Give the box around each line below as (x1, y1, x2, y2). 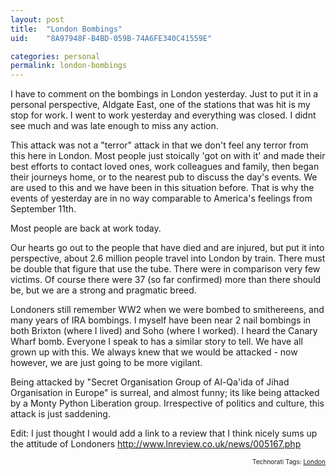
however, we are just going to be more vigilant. (10, 357, 203, 369)
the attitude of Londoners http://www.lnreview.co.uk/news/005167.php (10, 438, 302, 450)
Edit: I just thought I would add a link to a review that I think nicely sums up (10, 427, 318, 440)
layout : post (10, 14, 65, 25)
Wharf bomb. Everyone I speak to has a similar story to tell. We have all (10, 336, 303, 348)
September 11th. (10, 203, 77, 215)
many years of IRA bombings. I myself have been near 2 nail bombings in (10, 314, 312, 326)
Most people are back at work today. (10, 222, 162, 235)
